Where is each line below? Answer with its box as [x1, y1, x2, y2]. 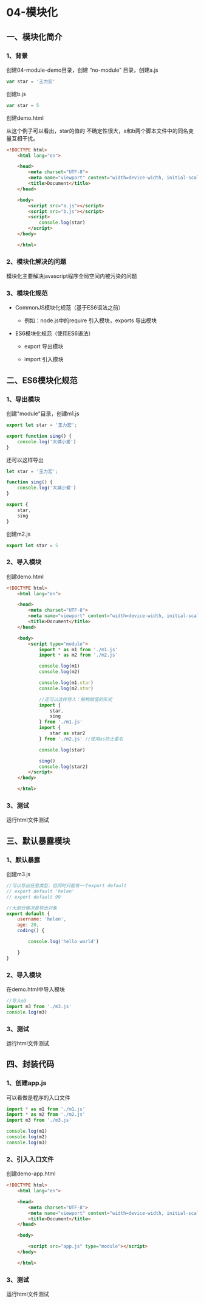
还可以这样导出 [6, 456, 44, 463]
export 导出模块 [24, 343, 64, 350]
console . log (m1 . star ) [38, 680, 94, 686]
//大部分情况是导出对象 [6, 905, 58, 911]
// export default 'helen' [6, 888, 75, 894]
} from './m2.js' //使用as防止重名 [38, 736, 123, 742]
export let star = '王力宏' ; [6, 422, 78, 429]
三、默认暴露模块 [6, 835, 70, 846]
